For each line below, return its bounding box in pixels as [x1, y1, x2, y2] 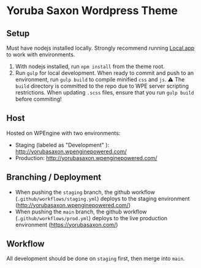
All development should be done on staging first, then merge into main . [6, 255, 185, 262]
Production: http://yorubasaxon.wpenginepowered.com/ [15, 154, 157, 161]
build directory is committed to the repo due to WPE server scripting [15, 82, 189, 90]
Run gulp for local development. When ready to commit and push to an [15, 69, 194, 77]
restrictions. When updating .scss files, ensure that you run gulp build [15, 89, 194, 96]
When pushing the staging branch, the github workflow [15, 188, 155, 196]
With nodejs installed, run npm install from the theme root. [15, 63, 165, 70]
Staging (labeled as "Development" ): [15, 141, 109, 148]
